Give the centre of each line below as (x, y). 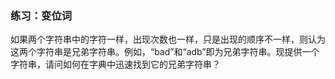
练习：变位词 (41, 15)
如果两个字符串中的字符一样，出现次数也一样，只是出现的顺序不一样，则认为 (168, 39)
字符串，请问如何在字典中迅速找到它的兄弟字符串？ (115, 64)
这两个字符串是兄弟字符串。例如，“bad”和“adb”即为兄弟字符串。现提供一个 (165, 52)
